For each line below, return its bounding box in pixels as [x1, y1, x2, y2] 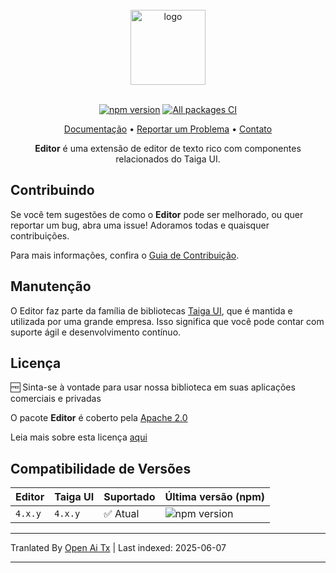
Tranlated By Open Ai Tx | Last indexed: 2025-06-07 [10, 542, 227, 554]
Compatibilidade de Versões [10, 460, 192, 477]
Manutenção [10, 278, 92, 295]
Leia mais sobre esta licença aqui [10, 431, 148, 443]
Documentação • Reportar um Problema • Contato [63, 123, 273, 135]
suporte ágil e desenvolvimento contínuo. [10, 326, 182, 338]
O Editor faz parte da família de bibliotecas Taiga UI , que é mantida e [10, 304, 293, 317]
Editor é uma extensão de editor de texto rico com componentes [34, 143, 302, 154]
